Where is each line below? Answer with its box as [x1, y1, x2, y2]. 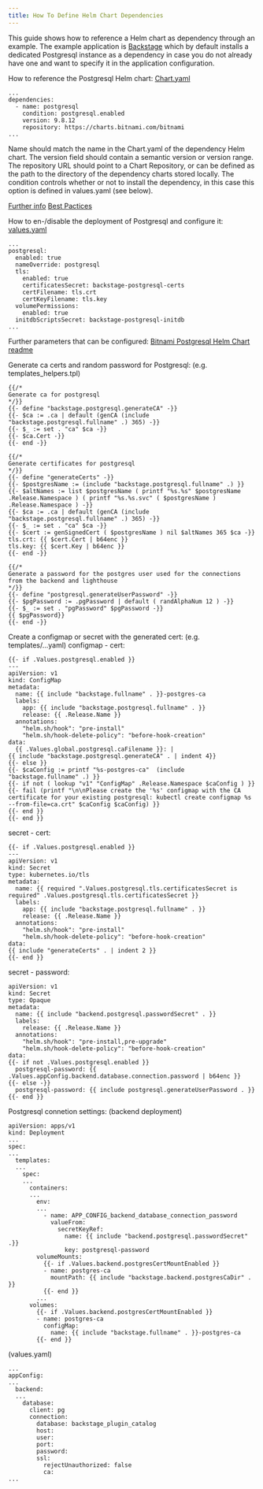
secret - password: [8, 967, 70, 977]
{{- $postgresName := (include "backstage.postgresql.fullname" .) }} [8, 480, 245, 488]
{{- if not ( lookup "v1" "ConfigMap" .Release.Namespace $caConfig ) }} [8, 779, 256, 788]
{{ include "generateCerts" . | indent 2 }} [8, 946, 157, 954]
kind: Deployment [8, 1128, 65, 1137]
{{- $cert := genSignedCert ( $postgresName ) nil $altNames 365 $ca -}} [8, 529, 256, 537]
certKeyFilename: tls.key [22, 295, 108, 303]
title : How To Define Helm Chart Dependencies [8, 11, 164, 20]
